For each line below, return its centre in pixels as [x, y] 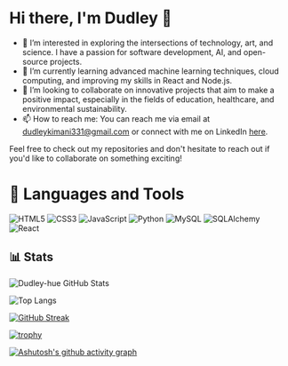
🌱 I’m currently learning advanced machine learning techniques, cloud [151, 71]
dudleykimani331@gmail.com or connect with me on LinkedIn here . [145, 131]
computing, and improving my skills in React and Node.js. [127, 80]
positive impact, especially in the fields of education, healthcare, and [148, 99]
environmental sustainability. [74, 108]
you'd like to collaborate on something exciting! [96, 158]
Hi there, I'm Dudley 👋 [91, 18]
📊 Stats [32, 257]
